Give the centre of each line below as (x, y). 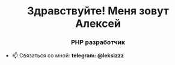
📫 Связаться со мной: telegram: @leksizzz (68, 55)
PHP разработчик (98, 42)
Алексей (98, 24)
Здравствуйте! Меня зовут (98, 11)
